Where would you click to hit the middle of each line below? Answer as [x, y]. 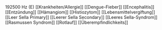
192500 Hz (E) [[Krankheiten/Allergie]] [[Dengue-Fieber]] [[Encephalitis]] [80, 7]
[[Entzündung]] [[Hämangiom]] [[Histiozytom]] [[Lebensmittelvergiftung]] [80, 12]
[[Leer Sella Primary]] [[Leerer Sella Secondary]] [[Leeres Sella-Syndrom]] [81, 17]
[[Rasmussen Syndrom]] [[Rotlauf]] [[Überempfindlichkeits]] [67, 22]
